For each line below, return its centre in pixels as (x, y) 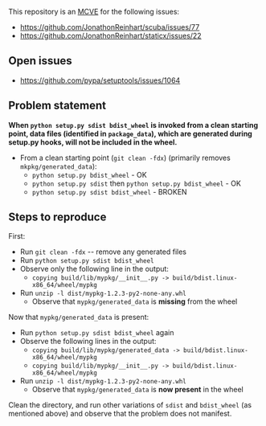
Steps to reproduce (57, 217)
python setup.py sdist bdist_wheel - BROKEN (109, 191)
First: (17, 236)
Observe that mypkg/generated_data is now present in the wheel (137, 390)
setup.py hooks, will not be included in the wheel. (93, 142)
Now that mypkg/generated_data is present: (79, 317)
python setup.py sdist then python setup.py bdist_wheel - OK (136, 183)
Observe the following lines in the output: (88, 342)
